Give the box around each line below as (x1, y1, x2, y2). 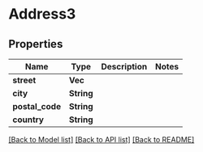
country (12, 114, 45, 125)
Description (101, 61, 148, 72)
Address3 (8, 5, 76, 23)
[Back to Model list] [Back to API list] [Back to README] (8, 135, 195, 144)
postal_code (12, 101, 62, 112)
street (12, 74, 37, 86)
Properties (8, 37, 63, 51)
